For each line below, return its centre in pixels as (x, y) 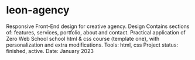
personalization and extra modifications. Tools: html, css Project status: (92, 45)
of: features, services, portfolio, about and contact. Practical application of (96, 32)
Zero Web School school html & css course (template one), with (83, 38)
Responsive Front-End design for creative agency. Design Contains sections (98, 26)
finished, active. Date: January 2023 (50, 51)
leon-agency (38, 10)
